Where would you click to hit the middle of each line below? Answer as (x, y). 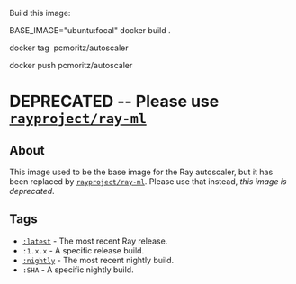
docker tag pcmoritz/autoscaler (69, 48)
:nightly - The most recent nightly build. (98, 260)
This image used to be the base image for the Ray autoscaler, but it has (141, 172)
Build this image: (40, 13)
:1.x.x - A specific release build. (83, 250)
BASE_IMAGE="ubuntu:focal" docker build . (90, 30)
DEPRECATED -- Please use (114, 102)
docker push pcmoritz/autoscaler (71, 65)
